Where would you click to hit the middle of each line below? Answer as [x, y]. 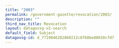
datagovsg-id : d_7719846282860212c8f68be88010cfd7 [60, 38]
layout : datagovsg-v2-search [36, 28]
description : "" [22, 19]
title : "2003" [20, 10]
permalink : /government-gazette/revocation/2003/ [59, 14]
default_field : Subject [30, 33]
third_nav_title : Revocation [36, 24]
